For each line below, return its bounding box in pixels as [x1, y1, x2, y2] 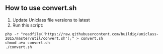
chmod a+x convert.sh [5, 40, 50, 45]
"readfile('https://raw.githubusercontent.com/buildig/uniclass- [20, 31, 159, 36]
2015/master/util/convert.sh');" [5, 36, 75, 41]
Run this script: [12, 22, 44, 28]
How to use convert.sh [5, 4, 77, 12]
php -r [5, 31, 19, 36]
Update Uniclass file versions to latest [12, 17, 90, 23]
